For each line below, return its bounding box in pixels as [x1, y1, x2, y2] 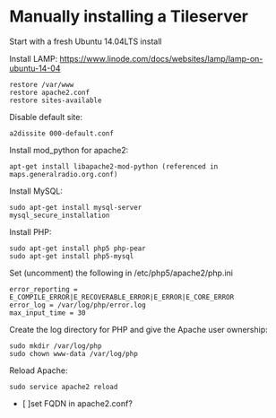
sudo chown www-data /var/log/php [9, 349, 139, 358]
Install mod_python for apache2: [9, 144, 129, 155]
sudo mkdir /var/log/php [9, 341, 102, 351]
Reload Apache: [9, 365, 68, 376]
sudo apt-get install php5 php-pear [9, 244, 146, 253]
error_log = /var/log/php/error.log [9, 300, 146, 309]
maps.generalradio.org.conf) [9, 170, 118, 179]
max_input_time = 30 [9, 308, 87, 318]
